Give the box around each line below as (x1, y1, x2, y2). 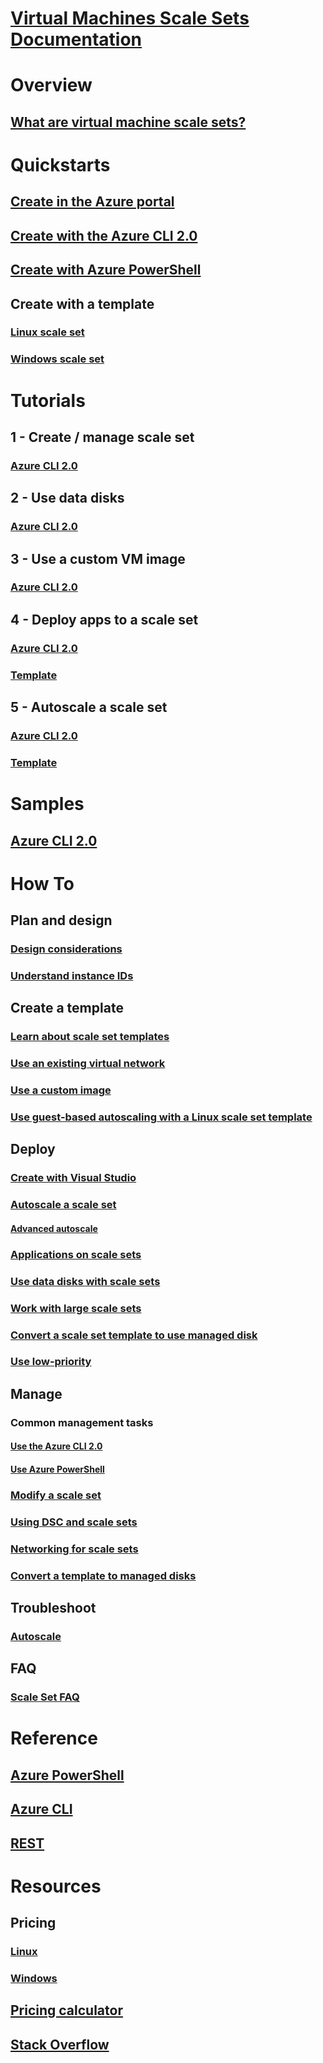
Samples (10, 793, 85, 816)
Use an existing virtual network (10, 1057, 166, 1071)
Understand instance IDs (10, 968, 134, 982)
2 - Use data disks (10, 490, 125, 507)
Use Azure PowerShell (10, 1463, 105, 1475)
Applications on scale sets (10, 1247, 142, 1261)
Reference (10, 1727, 98, 1750)
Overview (10, 74, 93, 97)
